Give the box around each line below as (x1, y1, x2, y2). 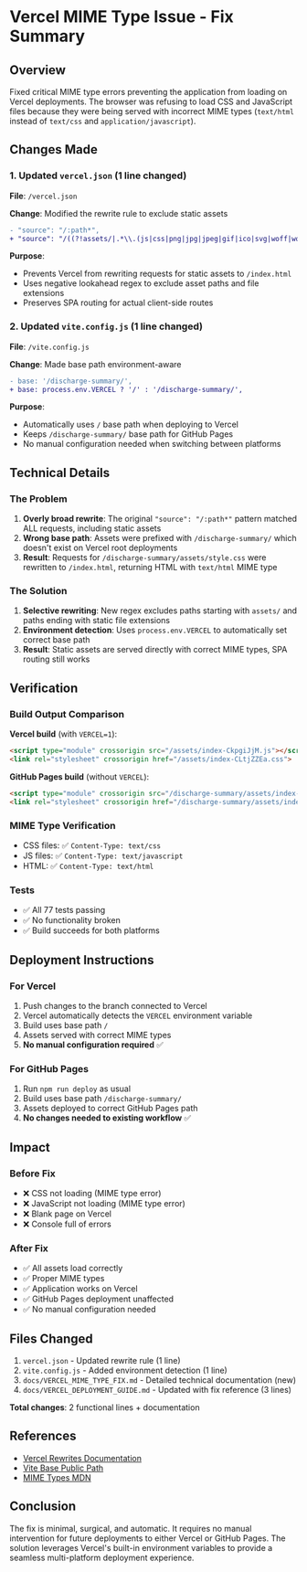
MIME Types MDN (22, 1471, 91, 1482)
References (9, 1429, 77, 1444)
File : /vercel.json (9, 190, 78, 201)
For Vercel (9, 980, 57, 993)
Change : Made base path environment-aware (9, 358, 182, 369)
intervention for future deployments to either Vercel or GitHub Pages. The (9, 1533, 286, 1544)
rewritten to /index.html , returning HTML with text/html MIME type (22, 562, 278, 573)
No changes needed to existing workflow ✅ (22, 1112, 192, 1123)
